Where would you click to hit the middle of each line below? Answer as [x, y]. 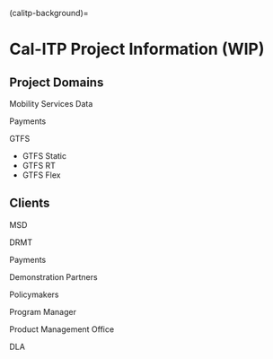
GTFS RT [39, 166]
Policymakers [34, 294]
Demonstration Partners [53, 276]
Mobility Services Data [51, 104]
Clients [30, 203]
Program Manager [43, 311]
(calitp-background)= [49, 13]
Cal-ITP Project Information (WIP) [137, 49]
